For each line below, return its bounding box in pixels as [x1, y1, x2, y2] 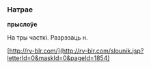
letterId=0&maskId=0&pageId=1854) [7, 54, 111, 62]
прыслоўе [7, 20, 38, 29]
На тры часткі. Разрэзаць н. [7, 33, 88, 42]
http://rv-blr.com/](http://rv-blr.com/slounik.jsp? [9, 46, 144, 55]
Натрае [7, 5, 33, 14]
